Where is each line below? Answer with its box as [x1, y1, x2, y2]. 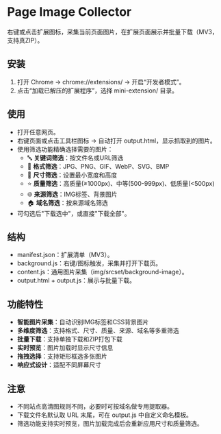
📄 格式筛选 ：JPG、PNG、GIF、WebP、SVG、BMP [27, 162, 170, 170]
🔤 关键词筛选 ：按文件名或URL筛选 [27, 154, 124, 162]
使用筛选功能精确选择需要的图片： [16, 145, 114, 153]
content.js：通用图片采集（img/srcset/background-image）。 [16, 268, 188, 276]
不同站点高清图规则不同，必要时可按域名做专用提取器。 [16, 402, 173, 410]
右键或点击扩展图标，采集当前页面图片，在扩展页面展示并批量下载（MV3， [7, 27, 218, 36]
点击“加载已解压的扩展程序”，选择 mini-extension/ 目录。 [16, 86, 178, 95]
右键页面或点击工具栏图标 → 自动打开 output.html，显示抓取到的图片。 [16, 136, 217, 145]
